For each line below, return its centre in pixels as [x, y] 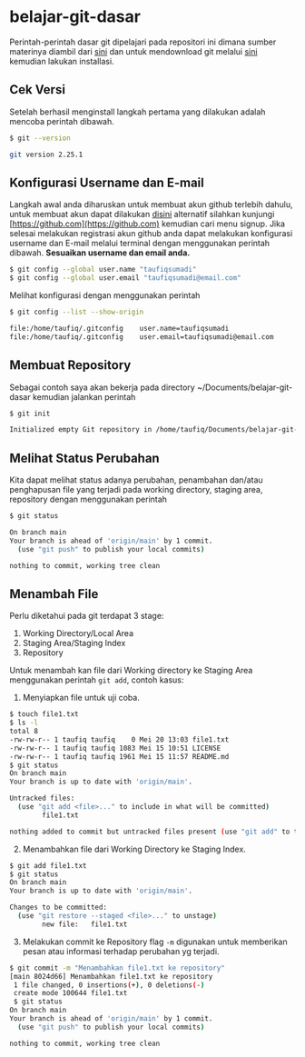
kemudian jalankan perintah [84, 396]
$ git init [30, 414]
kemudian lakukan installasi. [62, 61]
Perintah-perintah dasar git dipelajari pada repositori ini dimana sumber [143, 42]
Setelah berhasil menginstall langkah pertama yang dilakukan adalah [138, 112]
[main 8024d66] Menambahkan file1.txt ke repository [111, 976]
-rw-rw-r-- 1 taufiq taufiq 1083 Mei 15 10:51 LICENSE [115, 748]
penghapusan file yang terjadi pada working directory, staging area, [136, 490]
